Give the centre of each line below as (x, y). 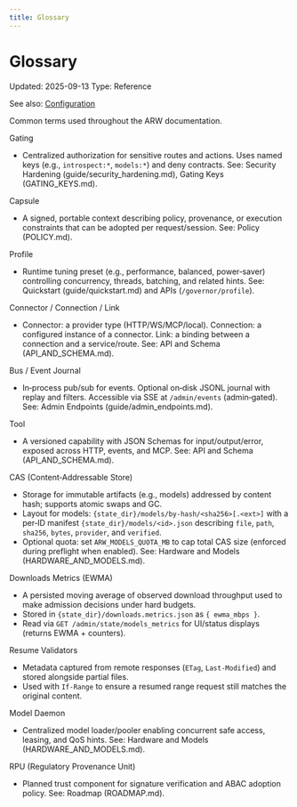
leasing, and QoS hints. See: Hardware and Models (115, 739)
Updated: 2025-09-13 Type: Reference (80, 86)
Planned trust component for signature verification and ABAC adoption (152, 783)
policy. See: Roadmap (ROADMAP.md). (93, 793)
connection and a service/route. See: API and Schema (121, 343)
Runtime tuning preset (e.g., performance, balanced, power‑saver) (144, 271)
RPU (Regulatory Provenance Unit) (72, 766)
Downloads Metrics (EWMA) (61, 577)
